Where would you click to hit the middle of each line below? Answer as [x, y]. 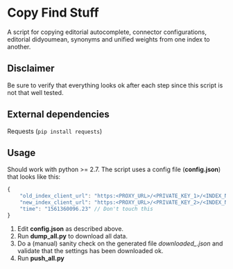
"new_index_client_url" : [55, 202]
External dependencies [58, 115]
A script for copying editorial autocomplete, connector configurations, [107, 32]
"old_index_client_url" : [55, 196]
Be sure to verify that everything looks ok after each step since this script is [115, 85]
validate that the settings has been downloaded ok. [90, 250]
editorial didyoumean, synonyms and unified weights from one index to [109, 39]
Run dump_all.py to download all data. [72, 236]
